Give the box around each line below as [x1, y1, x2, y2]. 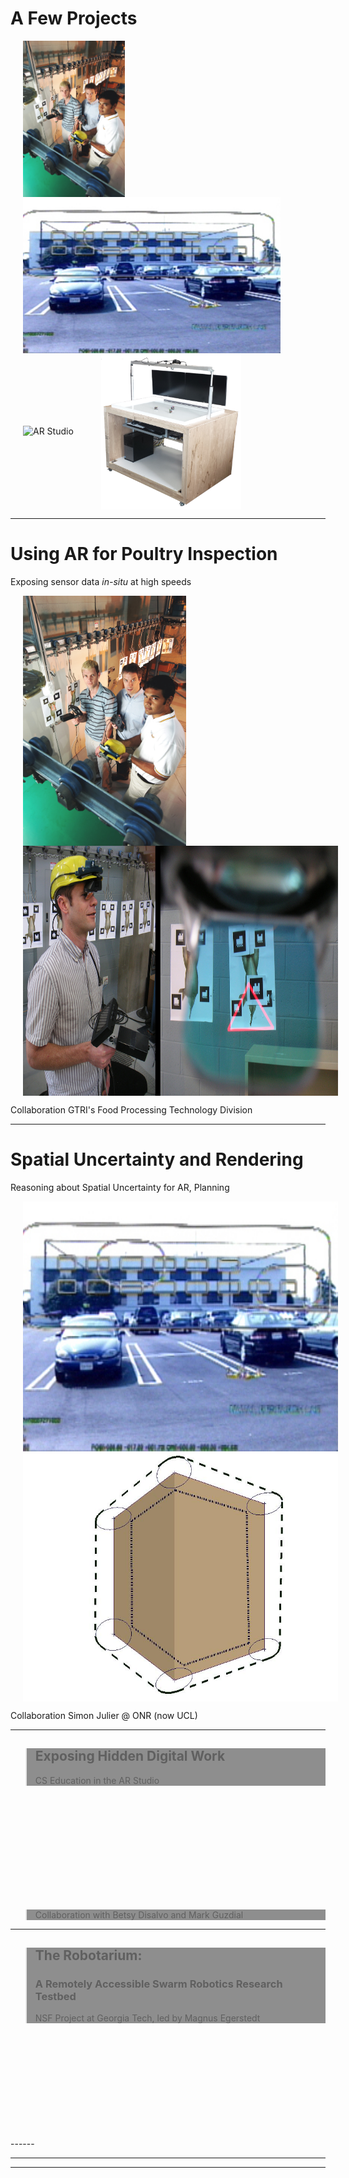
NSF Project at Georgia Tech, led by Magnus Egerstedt [34, 2012, 261, 2024]
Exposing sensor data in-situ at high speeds [10, 575, 192, 587]
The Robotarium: [34, 1947, 143, 1964]
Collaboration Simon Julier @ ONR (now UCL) [10, 1709, 198, 1721]
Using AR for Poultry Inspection [10, 543, 278, 566]
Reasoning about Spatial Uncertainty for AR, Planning [10, 1181, 230, 1193]
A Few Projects [10, 7, 138, 30]
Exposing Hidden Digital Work [34, 1748, 226, 1765]
